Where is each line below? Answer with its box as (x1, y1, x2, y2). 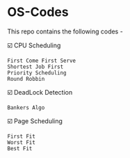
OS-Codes (7, 4, 69, 20)
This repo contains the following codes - (7, 27, 123, 35)
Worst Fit (7, 139, 36, 146)
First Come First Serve (7, 57, 76, 64)
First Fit (7, 133, 36, 140)
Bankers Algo (7, 104, 45, 111)
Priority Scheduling (7, 69, 67, 77)
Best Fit (7, 145, 33, 152)
